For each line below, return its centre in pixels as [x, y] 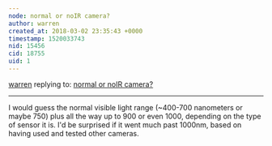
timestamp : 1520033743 [47, 39]
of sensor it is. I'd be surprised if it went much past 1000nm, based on [125, 125]
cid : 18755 [27, 54]
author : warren [34, 24]
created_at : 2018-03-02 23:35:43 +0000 [76, 31]
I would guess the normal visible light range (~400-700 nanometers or [125, 107]
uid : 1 [19, 62]
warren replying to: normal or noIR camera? [81, 84]
